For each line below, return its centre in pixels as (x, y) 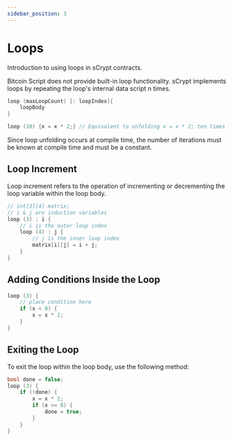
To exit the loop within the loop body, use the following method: (98, 366)
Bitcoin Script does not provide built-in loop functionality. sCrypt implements (117, 81)
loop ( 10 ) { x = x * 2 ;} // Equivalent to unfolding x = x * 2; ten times (116, 127)
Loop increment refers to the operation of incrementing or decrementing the (116, 186)
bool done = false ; (35, 379)
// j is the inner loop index (76, 239)
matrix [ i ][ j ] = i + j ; (65, 245)
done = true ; (63, 412)
